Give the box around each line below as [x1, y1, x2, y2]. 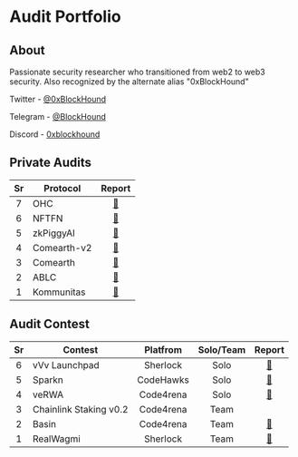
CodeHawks [137, 374, 190, 386]
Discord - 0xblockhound [9, 129, 101, 140]
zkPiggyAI [33, 227, 75, 239]
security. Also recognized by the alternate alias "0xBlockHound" [9, 76, 249, 87]
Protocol [43, 181, 82, 194]
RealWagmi [33, 433, 82, 445]
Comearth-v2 [33, 241, 92, 254]
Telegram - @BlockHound [9, 112, 107, 122]
